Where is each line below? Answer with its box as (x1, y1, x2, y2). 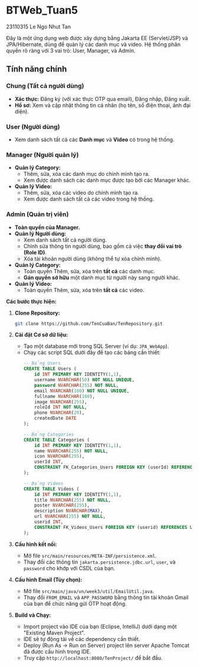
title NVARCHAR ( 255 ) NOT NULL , (34, 497, 111, 503)
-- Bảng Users (23, 361, 61, 367)
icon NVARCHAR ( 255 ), (34, 453, 85, 459)
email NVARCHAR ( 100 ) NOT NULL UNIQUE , (34, 388, 130, 394)
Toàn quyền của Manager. (14, 224, 81, 231)
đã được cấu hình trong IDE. (23, 648, 91, 655)
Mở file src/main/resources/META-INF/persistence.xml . (23, 552, 157, 559)
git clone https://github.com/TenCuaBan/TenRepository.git (14, 321, 163, 326)
